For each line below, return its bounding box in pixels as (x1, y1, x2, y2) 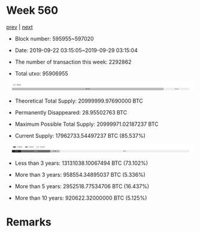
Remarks (6, 215, 52, 229)
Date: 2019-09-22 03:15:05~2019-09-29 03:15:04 (14, 46, 138, 54)
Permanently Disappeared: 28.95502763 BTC (14, 109, 128, 116)
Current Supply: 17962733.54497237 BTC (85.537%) (14, 132, 146, 140)
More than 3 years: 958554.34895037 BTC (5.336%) (14, 171, 146, 179)
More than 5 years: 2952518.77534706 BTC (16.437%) (14, 183, 150, 190)
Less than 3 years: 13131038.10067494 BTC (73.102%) (14, 159, 149, 167)
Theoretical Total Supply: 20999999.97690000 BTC (14, 97, 144, 105)
